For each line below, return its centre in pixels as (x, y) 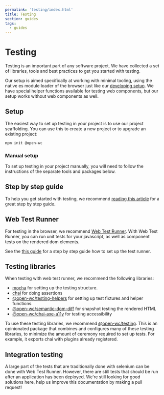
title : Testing (21, 14)
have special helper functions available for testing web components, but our (82, 91)
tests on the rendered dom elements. (42, 242)
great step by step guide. (30, 204)
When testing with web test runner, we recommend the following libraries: (80, 279)
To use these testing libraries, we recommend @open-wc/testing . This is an (81, 324)
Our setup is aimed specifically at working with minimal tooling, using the (79, 81)
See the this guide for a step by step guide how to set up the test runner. (78, 251)
